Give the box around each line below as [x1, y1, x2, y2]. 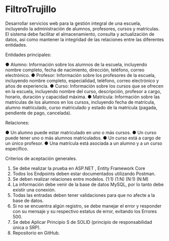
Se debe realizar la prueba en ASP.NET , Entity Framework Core [12, 165, 145, 171]
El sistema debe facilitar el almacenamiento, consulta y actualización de [5, 31, 155, 37]
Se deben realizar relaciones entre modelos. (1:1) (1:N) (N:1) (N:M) [12, 176, 149, 182]
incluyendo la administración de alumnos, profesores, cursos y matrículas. [5, 25, 160, 31]
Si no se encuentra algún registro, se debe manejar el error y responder [12, 203, 162, 209]
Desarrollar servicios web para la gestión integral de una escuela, [5, 20, 141, 26]
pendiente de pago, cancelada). [5, 110, 72, 116]
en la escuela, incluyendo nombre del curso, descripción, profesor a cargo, [5, 88, 161, 94]
